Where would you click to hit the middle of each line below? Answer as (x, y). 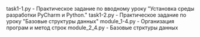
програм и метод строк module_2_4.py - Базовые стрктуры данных (92, 27)
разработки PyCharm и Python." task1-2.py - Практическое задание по (96, 15)
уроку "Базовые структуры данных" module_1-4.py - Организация (90, 21)
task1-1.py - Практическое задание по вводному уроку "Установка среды (100, 9)
